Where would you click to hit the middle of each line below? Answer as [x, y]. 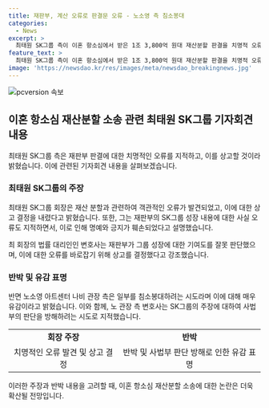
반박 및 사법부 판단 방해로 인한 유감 [185, 353]
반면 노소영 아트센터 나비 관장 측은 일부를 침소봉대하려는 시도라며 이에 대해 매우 [132, 296]
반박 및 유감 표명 [38, 277]
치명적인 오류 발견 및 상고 [58, 353]
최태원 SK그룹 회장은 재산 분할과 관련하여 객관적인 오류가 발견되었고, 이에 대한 [130, 207]
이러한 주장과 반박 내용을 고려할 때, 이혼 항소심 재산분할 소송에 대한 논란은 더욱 [131, 386]
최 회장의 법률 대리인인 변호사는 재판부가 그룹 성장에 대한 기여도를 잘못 [118, 244]
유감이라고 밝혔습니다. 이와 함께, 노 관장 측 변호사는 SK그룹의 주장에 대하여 [125, 307]
